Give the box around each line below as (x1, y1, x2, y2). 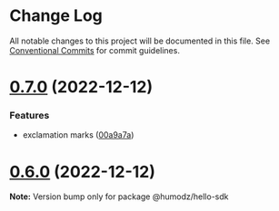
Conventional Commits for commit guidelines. (9, 44, 180, 55)
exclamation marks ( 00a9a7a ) (22, 129, 135, 140)
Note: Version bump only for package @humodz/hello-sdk (9, 191, 229, 202)
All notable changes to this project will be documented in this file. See (9, 35, 271, 46)
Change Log (9, 5, 103, 26)
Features (9, 110, 50, 122)
